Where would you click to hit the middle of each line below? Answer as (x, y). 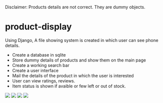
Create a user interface (35, 70)
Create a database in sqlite (39, 55)
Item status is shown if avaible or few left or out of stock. (69, 86)
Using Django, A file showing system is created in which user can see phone (82, 40)
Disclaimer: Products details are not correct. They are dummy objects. (75, 7)
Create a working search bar (41, 65)
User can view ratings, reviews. (44, 81)
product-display (38, 27)
